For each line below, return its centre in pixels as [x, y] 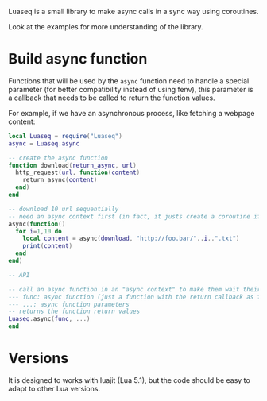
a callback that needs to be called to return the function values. [112, 98]
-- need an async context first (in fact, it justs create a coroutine [129, 216]
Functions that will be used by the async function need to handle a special [129, 81]
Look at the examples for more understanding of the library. [106, 27]
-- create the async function [58, 158]
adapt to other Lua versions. [54, 389]
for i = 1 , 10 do [39, 231]
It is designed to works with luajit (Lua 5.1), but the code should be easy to [129, 380]
